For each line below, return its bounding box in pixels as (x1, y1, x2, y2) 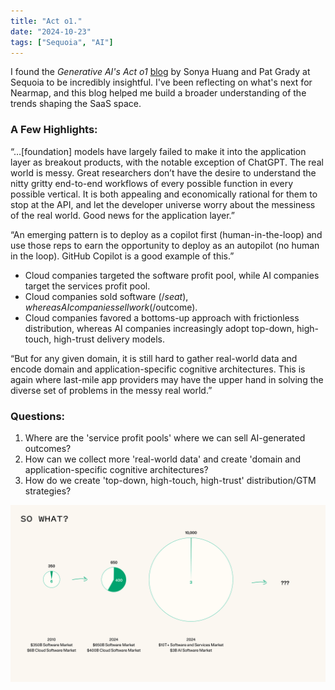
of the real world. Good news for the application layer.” (10, 209, 236, 221)
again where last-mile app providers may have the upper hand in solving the (10, 373, 324, 385)
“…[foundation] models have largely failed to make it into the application (10, 145, 307, 157)
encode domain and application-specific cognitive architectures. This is (10, 363, 306, 375)
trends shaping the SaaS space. (10, 98, 142, 110)
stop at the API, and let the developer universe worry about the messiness (10, 198, 316, 210)
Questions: (10, 409, 66, 423)
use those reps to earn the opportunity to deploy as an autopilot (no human (10, 239, 320, 251)
